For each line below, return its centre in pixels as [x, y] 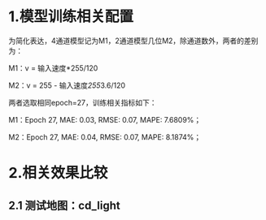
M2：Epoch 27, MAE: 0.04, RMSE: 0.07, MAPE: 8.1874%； [105, 137]
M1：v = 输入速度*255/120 [53, 68]
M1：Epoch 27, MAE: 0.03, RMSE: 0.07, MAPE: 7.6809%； [105, 119]
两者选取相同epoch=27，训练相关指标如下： [83, 102]
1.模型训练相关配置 [71, 17]
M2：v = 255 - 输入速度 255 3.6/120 [67, 85]
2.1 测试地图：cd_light [64, 205]
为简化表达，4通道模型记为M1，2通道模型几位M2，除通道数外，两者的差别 [133, 41]
